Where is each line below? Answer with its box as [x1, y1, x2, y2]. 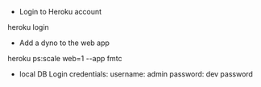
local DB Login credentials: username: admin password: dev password [19, 69, 253, 79]
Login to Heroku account [19, 7, 102, 16]
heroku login [7, 23, 49, 31]
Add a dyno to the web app [19, 38, 110, 48]
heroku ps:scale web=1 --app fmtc [7, 54, 122, 63]
